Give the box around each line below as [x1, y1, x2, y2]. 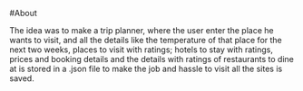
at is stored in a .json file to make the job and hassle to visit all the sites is [9, 63, 283, 74]
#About [9, 8, 38, 18]
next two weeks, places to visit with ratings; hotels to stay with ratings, [9, 44, 274, 55]
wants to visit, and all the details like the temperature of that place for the [9, 35, 283, 45]
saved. [9, 73, 34, 84]
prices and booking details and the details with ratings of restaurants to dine [9, 54, 295, 64]
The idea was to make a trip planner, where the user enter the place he [9, 25, 274, 35]
